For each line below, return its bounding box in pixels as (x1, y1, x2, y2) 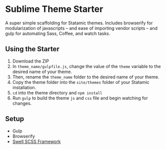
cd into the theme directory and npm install (12, 89, 103, 95)
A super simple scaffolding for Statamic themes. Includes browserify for (5, 20, 153, 26)
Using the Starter (5, 45, 60, 53)
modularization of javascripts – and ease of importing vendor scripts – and (5, 25, 158, 31)
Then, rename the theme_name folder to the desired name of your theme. (12, 74, 160, 80)
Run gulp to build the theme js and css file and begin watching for (12, 95, 148, 101)
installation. (12, 84, 36, 90)
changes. (12, 100, 32, 106)
